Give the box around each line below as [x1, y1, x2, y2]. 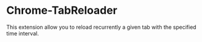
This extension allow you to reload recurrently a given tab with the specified [6, 23, 197, 31]
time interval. [6, 29, 40, 37]
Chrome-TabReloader [6, 4, 117, 17]
